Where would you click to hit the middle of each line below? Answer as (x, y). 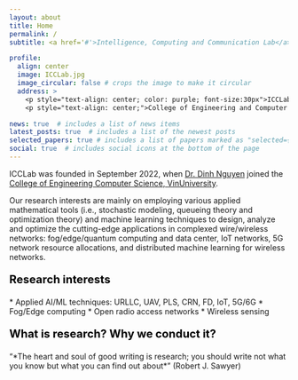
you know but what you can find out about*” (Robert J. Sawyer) (125, 366)
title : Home (31, 26)
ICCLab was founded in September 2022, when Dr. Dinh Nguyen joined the (146, 173)
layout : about (35, 17)
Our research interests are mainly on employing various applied (125, 200)
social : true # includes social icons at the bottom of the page (134, 149)
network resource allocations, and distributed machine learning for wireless (147, 247)
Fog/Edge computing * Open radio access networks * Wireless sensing (139, 311)
